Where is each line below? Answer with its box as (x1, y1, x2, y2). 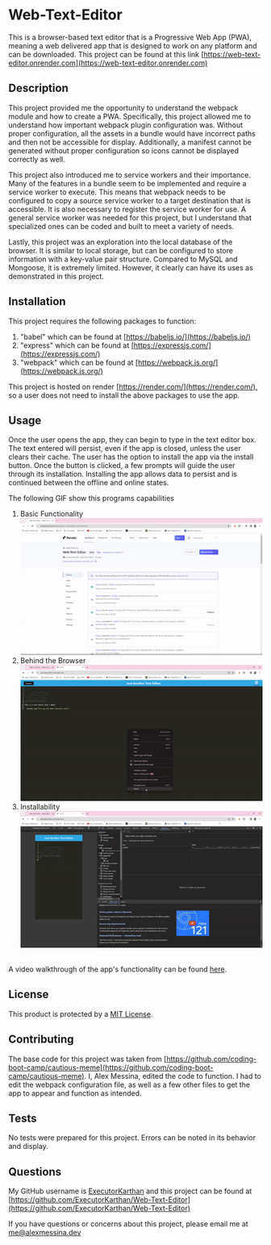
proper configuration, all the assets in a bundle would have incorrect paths (8, 128, 256, 138)
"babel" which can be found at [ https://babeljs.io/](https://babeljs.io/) (19, 332, 252, 341)
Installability (19, 802, 60, 812)
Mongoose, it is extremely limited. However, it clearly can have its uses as (8, 262, 254, 272)
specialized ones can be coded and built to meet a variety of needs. (8, 221, 235, 231)
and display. (8, 1142, 48, 1151)
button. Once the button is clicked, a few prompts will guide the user (8, 461, 236, 470)
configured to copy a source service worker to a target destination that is (8, 195, 252, 205)
